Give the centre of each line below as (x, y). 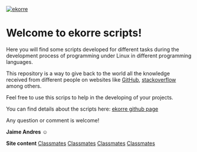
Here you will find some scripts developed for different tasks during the (93, 49)
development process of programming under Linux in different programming (99, 56)
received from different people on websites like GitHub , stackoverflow (91, 79)
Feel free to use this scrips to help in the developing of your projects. (90, 97)
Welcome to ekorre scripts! (74, 33)
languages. (20, 62)
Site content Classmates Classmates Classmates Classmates (81, 143)
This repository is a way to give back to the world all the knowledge (88, 73)
